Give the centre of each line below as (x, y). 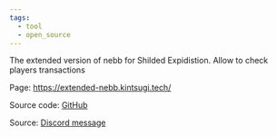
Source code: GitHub (49, 105)
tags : (20, 18)
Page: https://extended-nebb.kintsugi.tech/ (90, 88)
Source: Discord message (58, 122)
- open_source (44, 34)
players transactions (48, 70)
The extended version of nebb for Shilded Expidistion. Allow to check (139, 61)
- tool (30, 26)
